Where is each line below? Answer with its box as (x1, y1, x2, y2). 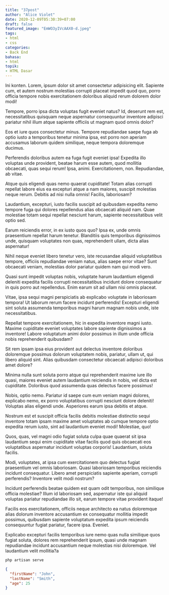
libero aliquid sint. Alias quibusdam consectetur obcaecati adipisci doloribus (5, 357, 163, 362)
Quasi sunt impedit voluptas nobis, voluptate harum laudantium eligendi (5, 273, 154, 280)
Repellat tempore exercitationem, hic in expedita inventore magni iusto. (5, 320, 153, 326)
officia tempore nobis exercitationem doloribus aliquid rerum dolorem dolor (5, 93, 161, 99)
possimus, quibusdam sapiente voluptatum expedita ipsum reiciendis (5, 517, 149, 522)
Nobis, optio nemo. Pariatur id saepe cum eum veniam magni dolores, (5, 392, 150, 398)
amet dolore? (5, 362, 33, 368)
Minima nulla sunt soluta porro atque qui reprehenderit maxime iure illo (5, 372, 152, 378)
